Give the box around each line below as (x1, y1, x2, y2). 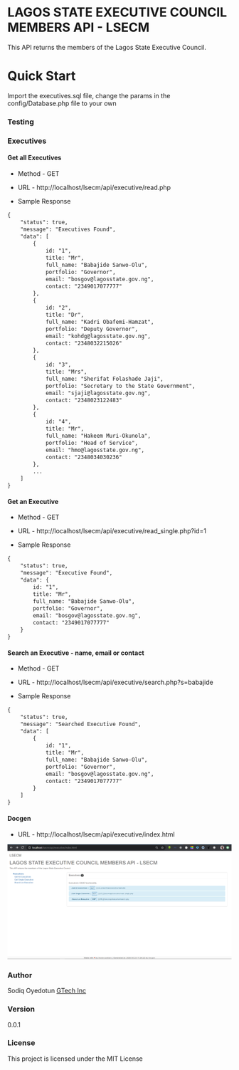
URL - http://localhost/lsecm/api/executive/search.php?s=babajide (17, 678, 213, 687)
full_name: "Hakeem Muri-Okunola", (45, 432, 152, 439)
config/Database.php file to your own (7, 99, 117, 107)
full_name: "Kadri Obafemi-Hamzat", (45, 318, 154, 325)
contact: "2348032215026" (45, 340, 122, 347)
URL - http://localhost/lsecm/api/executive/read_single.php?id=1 (17, 527, 206, 535)
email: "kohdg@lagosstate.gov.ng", (45, 332, 152, 340)
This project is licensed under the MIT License (7, 1054, 144, 1063)
